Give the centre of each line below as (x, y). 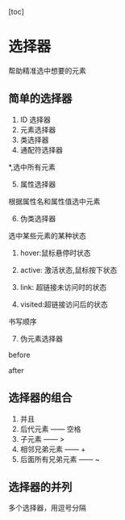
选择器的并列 (40, 486)
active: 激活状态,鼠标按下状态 (69, 270)
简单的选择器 (40, 99)
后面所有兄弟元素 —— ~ (60, 459)
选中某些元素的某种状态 (47, 235)
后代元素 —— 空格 (50, 429)
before (19, 354)
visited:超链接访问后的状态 (64, 304)
